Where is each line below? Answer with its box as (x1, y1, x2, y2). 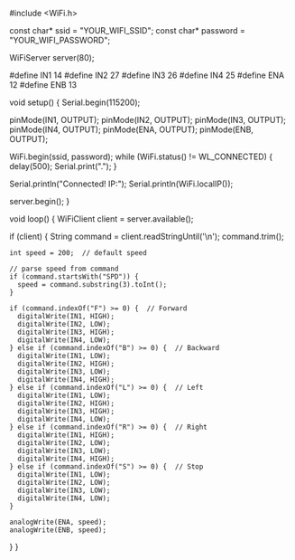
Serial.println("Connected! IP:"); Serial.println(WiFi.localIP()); (9, 178, 234, 189)
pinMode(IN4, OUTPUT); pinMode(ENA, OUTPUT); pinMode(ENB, (9, 124, 254, 135)
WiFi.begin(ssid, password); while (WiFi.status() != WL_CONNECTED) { (9, 151, 273, 162)
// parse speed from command (9, 264, 119, 273)
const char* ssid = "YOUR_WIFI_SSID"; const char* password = (9, 25, 246, 35)
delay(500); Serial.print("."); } (9, 161, 117, 171)
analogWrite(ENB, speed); (9, 526, 106, 535)
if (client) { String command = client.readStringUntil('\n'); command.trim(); (9, 231, 284, 242)
